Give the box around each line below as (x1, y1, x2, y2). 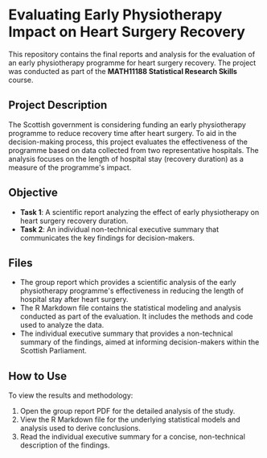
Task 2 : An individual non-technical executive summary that (19, 224, 220, 234)
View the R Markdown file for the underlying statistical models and (19, 415, 240, 424)
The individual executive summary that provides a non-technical (19, 328, 233, 339)
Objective (8, 186, 59, 200)
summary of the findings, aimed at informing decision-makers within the (19, 337, 260, 347)
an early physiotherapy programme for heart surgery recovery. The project (8, 58, 257, 68)
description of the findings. (19, 440, 110, 450)
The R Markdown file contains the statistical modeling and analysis (19, 303, 241, 313)
